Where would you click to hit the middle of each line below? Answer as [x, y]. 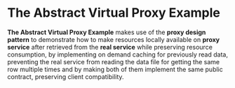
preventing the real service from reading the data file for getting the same [113, 61]
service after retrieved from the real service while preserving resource [110, 47]
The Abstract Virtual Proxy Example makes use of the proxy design [107, 32]
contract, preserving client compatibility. [66, 76]
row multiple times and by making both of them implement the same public [115, 69]
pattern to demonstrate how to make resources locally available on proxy [114, 39]
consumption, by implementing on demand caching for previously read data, [117, 54]
